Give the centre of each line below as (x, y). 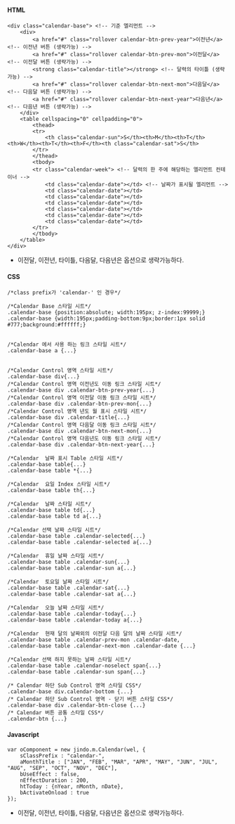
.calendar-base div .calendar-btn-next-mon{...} (80, 431)
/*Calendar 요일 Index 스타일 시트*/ (59, 484)
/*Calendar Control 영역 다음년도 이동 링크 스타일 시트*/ (84, 439)
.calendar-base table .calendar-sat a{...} (72, 594)
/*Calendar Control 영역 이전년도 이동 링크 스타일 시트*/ (84, 384)
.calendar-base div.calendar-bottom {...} (70, 692)
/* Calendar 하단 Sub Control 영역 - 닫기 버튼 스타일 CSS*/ (90, 700)
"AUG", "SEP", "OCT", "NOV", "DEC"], (62, 768)
